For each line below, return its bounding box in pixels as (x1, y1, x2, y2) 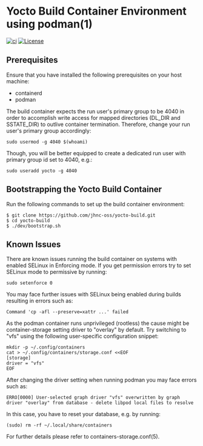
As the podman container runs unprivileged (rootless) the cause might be (6, 319, 190, 327)
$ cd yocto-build (6, 217, 50, 223)
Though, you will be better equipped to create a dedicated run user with (6, 149, 186, 156)
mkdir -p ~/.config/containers (6, 344, 85, 350)
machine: (6, 77, 30, 85)
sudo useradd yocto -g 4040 (6, 167, 78, 174)
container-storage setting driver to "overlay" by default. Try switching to (6, 326, 187, 333)
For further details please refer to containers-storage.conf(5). (6, 433, 160, 441)
